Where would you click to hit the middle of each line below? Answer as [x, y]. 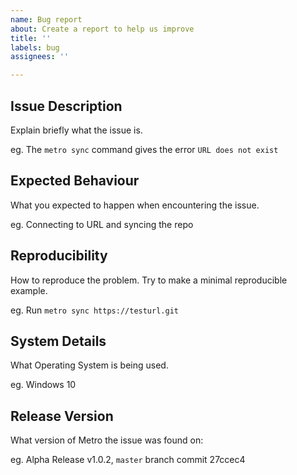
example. [29, 290]
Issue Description [66, 106]
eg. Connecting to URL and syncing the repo [102, 224]
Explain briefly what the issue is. [76, 130]
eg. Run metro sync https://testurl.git [94, 310]
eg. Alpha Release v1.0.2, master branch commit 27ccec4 [128, 460]
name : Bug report [46, 19]
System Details [58, 341]
